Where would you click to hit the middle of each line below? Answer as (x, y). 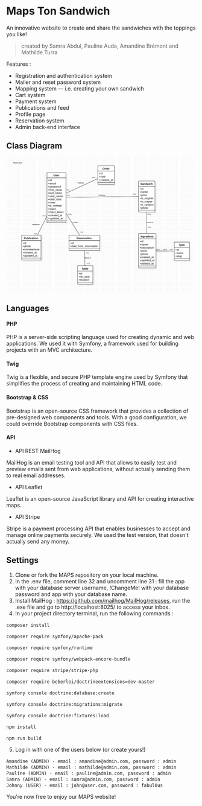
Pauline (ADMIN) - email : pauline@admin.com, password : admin (89, 773)
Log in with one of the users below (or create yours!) (80, 749)
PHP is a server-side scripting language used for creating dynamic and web (100, 337)
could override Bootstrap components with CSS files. (72, 424)
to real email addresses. (36, 475)
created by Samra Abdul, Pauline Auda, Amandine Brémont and (100, 46)
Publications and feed (42, 107)
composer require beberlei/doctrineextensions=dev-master (80, 682)
